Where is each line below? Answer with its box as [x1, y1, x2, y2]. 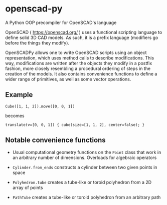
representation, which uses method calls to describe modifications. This [5, 54, 154, 60]
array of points [12, 184, 43, 190]
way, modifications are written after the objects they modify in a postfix [5, 60, 152, 66]
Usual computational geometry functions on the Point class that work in [12, 149, 161, 155]
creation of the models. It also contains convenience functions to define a [5, 70, 157, 76]
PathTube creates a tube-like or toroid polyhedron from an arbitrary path [12, 194, 161, 200]
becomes [5, 112, 25, 118]
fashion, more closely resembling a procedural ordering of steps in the [5, 65, 151, 71]
